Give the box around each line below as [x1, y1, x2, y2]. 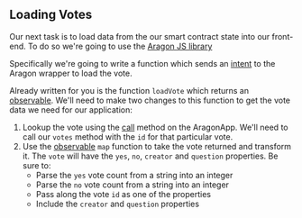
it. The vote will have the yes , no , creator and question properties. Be [22, 150, 279, 161]
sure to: [22, 159, 51, 170]
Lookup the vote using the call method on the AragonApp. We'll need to [22, 122, 288, 132]
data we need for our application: [9, 104, 133, 115]
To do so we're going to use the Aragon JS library [27, 41, 213, 51]
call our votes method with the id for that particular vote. [22, 131, 233, 142]
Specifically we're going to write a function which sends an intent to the [9, 58, 276, 68]
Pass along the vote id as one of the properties [35, 188, 212, 199]
